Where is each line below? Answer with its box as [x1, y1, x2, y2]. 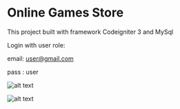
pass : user [7, 68, 39, 76]
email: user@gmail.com [7, 54, 74, 63]
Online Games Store [7, 5, 124, 21]
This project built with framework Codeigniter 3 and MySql [7, 28, 174, 36]
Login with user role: [7, 41, 66, 49]
